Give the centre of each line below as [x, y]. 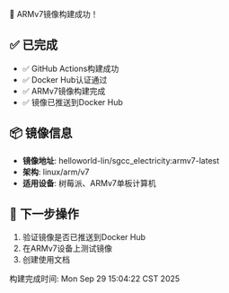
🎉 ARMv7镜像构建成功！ [54, 14]
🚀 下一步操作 [44, 214]
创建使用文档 [46, 260]
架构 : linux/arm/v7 [56, 172]
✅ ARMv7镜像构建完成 [64, 91]
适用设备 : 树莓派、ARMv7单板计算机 [89, 182]
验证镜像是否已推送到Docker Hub [84, 237]
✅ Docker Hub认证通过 [65, 79]
